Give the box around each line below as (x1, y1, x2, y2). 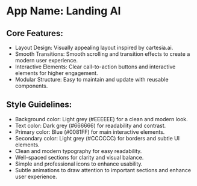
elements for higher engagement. (14, 70, 98, 76)
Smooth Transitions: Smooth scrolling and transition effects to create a (14, 50, 190, 58)
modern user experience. (14, 57, 78, 64)
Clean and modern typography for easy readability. (14, 147, 142, 154)
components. (14, 82, 48, 89)
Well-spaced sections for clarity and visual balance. (14, 154, 144, 161)
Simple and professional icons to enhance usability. (14, 160, 143, 167)
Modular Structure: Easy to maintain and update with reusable (14, 76, 169, 83)
